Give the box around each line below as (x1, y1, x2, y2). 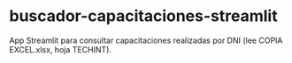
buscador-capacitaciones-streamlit (9, 6, 278, 26)
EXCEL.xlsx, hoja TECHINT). (9, 44, 112, 54)
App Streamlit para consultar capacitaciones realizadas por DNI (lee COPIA (9, 35, 283, 45)
